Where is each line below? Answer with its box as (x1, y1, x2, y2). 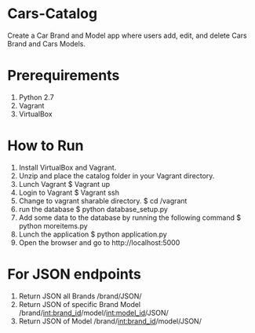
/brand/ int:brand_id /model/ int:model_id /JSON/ (18, 308, 169, 317)
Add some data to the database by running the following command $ (18, 213, 241, 222)
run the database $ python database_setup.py (18, 204, 168, 214)
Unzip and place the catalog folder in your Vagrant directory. (18, 170, 215, 181)
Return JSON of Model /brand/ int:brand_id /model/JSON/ (18, 316, 202, 326)
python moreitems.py (18, 221, 88, 230)
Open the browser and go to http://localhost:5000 (18, 237, 180, 247)
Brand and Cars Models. (7, 38, 86, 48)
